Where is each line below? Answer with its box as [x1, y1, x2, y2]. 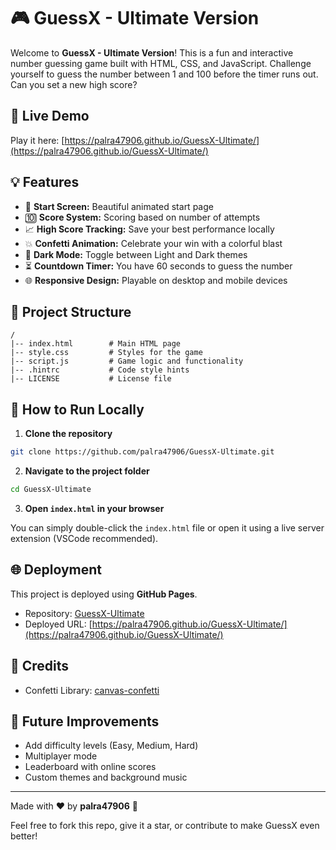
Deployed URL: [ [24, 618, 93, 630]
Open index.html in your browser [24, 502, 165, 514]
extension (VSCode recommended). [10, 532, 159, 544]
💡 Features [10, 174, 80, 191]
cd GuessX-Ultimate [10, 485, 92, 495]
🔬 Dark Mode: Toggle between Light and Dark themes [24, 248, 248, 260]
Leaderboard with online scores [24, 761, 157, 773]
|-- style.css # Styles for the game [10, 348, 203, 358]
